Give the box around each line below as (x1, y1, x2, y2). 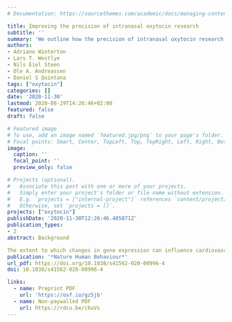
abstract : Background (7, 234, 70, 241)
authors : (7, 42, 32, 49)
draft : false (7, 113, 45, 120)
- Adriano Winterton (7, 48, 67, 55)
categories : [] (7, 87, 51, 94)
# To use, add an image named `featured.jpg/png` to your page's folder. (7, 132, 224, 138)
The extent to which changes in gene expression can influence (7, 247, 193, 253)
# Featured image (7, 125, 57, 132)
